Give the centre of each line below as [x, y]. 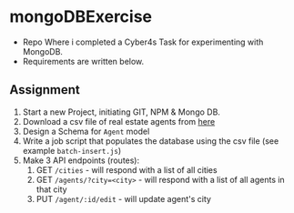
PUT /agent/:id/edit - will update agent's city [124, 198]
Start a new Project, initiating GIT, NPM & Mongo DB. [122, 112]
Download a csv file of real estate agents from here [119, 121]
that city [51, 189]
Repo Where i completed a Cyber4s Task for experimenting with [143, 42]
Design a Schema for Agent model [86, 131]
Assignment [45, 90]
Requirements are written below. [83, 61]
